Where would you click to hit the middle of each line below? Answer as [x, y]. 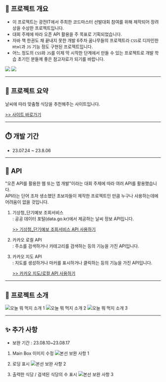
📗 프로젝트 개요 [27, 9]
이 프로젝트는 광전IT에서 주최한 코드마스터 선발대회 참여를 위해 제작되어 [81, 22]
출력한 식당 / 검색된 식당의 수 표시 [45, 374]
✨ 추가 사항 [21, 330]
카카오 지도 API [27, 256]
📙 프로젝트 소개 [27, 295]
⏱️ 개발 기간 [22, 136]
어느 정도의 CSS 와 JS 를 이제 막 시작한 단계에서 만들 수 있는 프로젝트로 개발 [83, 53]
